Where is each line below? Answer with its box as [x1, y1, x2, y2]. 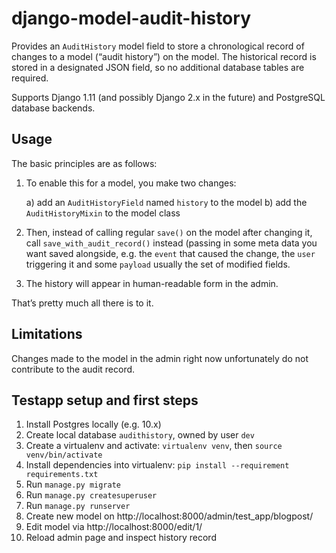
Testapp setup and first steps [11, 392, 199, 409]
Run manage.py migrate [25, 478, 121, 491]
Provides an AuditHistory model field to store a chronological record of [11, 40, 305, 52]
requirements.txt [25, 470, 99, 480]
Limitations [11, 326, 83, 343]
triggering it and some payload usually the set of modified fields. [25, 258, 291, 270]
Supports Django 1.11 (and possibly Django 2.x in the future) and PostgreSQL [11, 91, 326, 103]
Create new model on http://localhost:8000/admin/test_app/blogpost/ [25, 510, 314, 522]
